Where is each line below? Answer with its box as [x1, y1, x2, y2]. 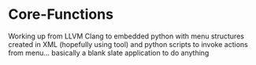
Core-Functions [8, 5, 114, 23]
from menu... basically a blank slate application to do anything [8, 48, 210, 57]
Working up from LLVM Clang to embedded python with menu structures [8, 31, 244, 41]
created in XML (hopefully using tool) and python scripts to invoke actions [8, 39, 248, 49]
